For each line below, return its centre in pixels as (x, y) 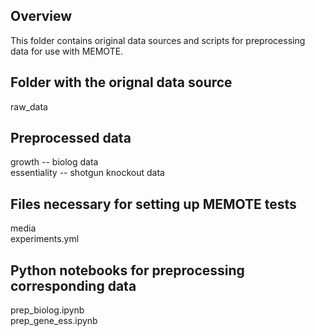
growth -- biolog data (54, 162)
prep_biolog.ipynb (47, 310)
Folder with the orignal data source (121, 82)
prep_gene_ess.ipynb (54, 321)
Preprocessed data (71, 138)
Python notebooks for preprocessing (127, 270)
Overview (41, 16)
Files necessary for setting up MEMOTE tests (153, 204)
